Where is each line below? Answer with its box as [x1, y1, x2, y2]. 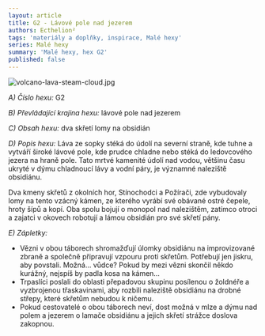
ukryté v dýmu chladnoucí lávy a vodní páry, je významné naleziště [8, 164, 227, 173]
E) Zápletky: [8, 228, 48, 237]
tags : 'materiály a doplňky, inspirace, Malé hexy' [8, 33, 182, 42]
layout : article [8, 11, 62, 20]
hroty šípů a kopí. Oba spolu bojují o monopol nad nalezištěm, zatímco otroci [8, 204, 258, 213]
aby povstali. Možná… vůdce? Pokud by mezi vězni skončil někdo [19, 260, 233, 270]
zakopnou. [19, 319, 55, 328]
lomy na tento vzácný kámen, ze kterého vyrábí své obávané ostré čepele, [8, 195, 251, 206]
